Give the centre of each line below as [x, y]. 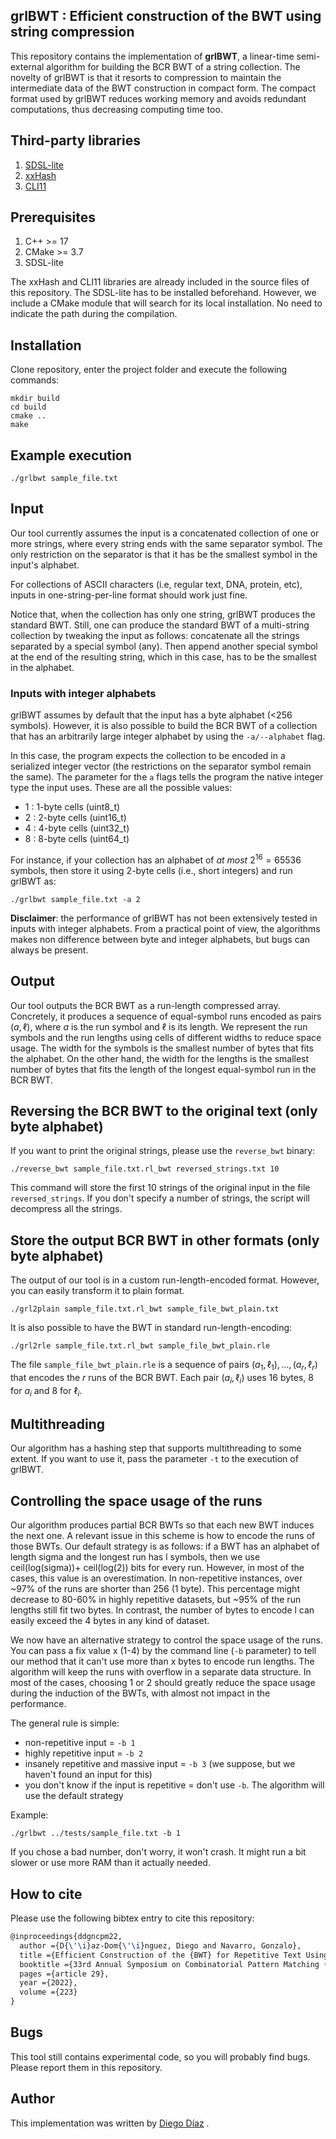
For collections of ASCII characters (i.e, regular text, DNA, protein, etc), [156, 584]
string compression [72, 32]
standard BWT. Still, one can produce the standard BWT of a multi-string [160, 625]
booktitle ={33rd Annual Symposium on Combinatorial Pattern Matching [169, 1964]
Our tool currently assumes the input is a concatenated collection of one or [165, 533]
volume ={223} [48, 1992]
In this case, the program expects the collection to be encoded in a [148, 756]
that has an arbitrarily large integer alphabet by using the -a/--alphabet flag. [168, 736]
